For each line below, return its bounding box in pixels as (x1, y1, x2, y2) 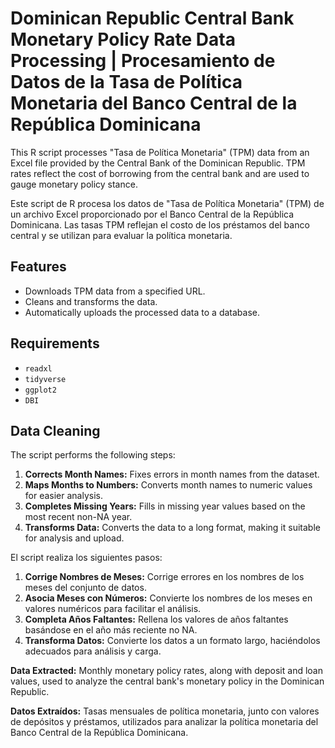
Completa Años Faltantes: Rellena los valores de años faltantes (24, 613, 289, 626)
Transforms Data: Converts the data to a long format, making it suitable (24, 522, 321, 534)
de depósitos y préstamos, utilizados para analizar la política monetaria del (10, 716, 319, 728)
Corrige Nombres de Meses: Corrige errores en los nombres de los (24, 571, 305, 583)
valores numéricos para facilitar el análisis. (24, 603, 202, 615)
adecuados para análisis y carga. (24, 645, 162, 657)
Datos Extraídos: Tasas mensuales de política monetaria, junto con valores (10, 705, 320, 717)
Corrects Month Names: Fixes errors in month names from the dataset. (24, 468, 320, 481)
